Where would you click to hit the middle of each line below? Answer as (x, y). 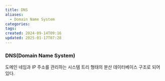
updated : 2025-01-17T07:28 (33, 38)
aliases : (14, 15)
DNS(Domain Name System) (40, 55)
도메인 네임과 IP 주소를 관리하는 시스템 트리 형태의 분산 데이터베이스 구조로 (78, 67)
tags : (11, 29)
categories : (18, 24)
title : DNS (17, 10)
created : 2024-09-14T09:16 (33, 33)
